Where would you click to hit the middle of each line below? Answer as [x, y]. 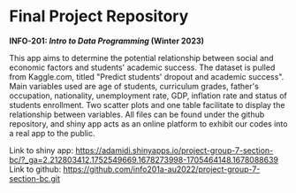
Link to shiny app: [41, 150]
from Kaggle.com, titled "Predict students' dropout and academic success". [147, 76]
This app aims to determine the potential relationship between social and [141, 58]
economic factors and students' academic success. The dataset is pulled [142, 67]
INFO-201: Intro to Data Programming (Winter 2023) [107, 41]
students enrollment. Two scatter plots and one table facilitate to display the [147, 104]
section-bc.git [34, 178]
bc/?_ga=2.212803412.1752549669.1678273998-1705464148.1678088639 [144, 159]
